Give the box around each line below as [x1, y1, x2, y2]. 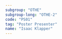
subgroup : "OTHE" [5, 7, 42, 13]
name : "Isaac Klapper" [5, 26, 53, 31]
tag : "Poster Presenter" [5, 21, 57, 27]
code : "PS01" [5, 17, 33, 22]
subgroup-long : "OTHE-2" [5, 12, 57, 17]
